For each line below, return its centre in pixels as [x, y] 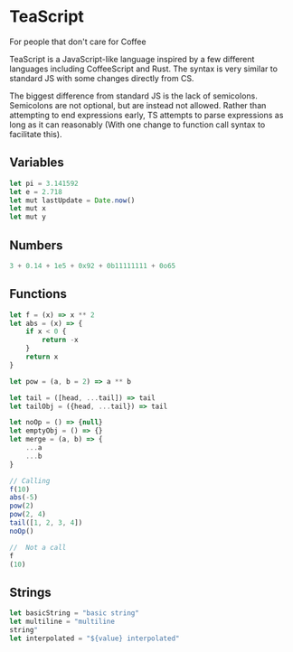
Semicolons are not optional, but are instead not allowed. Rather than [138, 105]
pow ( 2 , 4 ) [28, 515]
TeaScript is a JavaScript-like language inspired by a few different [132, 59]
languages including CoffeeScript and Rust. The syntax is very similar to [144, 69]
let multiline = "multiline [62, 622]
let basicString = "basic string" [75, 613]
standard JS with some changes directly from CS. [102, 78]
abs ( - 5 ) [24, 498]
